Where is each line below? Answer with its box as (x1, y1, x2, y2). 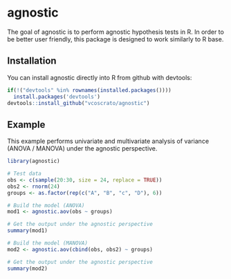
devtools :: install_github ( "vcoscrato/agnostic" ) (7, 99, 150, 106)
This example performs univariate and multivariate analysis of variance (7, 137, 210, 146)
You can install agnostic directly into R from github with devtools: (7, 73, 192, 81)
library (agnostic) (7, 157, 60, 165)
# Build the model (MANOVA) (7, 240, 89, 247)
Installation (7, 55, 57, 67)
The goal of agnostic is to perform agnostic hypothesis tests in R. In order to (7, 28, 225, 36)
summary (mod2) (7, 264, 48, 272)
